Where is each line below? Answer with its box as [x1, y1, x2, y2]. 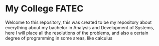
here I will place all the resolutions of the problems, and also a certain [5, 30, 149, 36]
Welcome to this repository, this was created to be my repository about [5, 19, 152, 25]
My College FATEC [5, 3, 84, 14]
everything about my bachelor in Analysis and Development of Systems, [5, 24, 154, 30]
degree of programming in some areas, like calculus [5, 35, 113, 41]
